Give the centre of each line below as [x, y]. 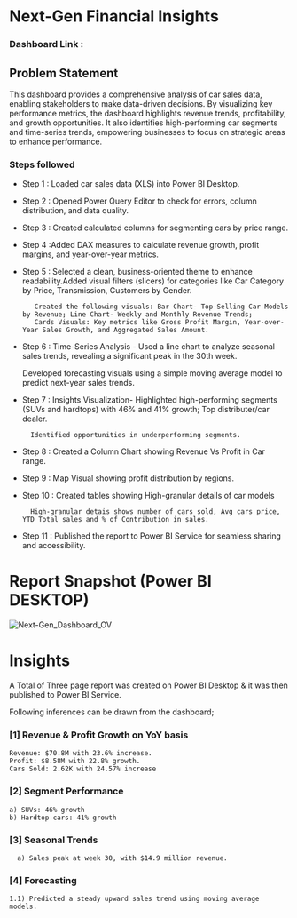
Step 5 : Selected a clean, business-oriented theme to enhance [137, 272]
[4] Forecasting [43, 880]
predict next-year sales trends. [78, 383]
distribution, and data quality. [75, 211]
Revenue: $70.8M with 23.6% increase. [81, 754]
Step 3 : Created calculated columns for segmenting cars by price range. [155, 228]
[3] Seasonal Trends [54, 840]
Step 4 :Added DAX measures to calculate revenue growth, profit [141, 245]
